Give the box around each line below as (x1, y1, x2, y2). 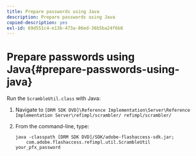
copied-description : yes (6, 19, 68, 25)
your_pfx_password (15, 145, 61, 151)
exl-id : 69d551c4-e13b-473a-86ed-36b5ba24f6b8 (6, 25, 123, 31)
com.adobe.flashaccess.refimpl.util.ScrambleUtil (26, 140, 151, 145)
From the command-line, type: (15, 123, 89, 130)
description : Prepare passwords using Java (6, 14, 116, 20)
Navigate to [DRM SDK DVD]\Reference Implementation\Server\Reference (15, 107, 191, 114)
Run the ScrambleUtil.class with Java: (6, 95, 101, 102)
